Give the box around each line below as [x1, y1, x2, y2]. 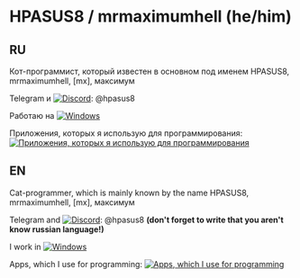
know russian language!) [9, 223, 105, 235]
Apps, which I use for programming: [9, 258, 142, 269]
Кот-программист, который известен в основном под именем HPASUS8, [9, 66, 290, 76]
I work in [9, 241, 42, 252]
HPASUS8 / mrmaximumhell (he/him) [9, 6, 293, 27]
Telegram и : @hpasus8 [9, 93, 135, 103]
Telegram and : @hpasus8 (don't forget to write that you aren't [9, 214, 284, 225]
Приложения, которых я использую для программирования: [9, 128, 243, 139]
